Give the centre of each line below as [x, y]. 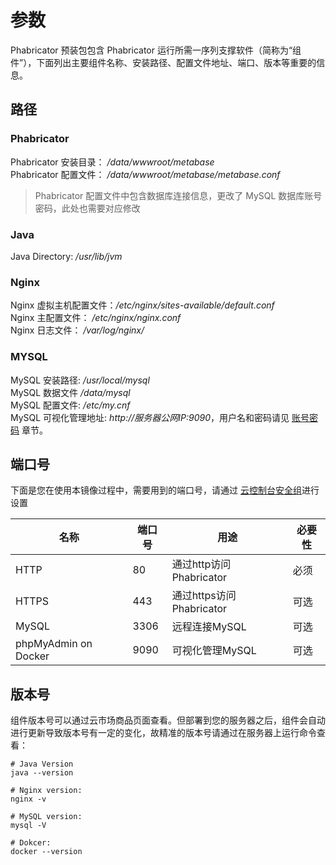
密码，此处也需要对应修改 [87, 208]
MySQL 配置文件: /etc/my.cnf [70, 405]
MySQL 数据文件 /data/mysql [70, 392]
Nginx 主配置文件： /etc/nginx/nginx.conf [96, 318]
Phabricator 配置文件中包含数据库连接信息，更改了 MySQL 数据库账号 [178, 195]
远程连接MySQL [209, 627]
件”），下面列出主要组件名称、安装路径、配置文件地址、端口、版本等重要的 [163, 62]
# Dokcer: [31, 843]
